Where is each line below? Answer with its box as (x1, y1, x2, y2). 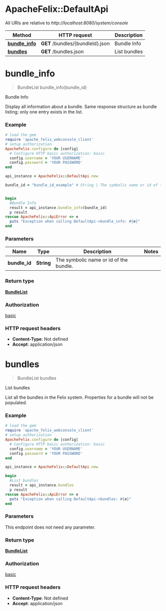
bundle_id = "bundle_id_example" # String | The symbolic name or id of (5, 183, 158, 188)
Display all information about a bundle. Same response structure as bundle (5, 103, 157, 110)
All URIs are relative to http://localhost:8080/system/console (5, 20, 128, 26)
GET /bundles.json (41, 48, 84, 55)
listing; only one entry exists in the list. (5, 109, 83, 115)
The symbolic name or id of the (55, 256, 128, 263)
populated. (5, 400, 27, 406)
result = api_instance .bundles (9, 483, 74, 488)
